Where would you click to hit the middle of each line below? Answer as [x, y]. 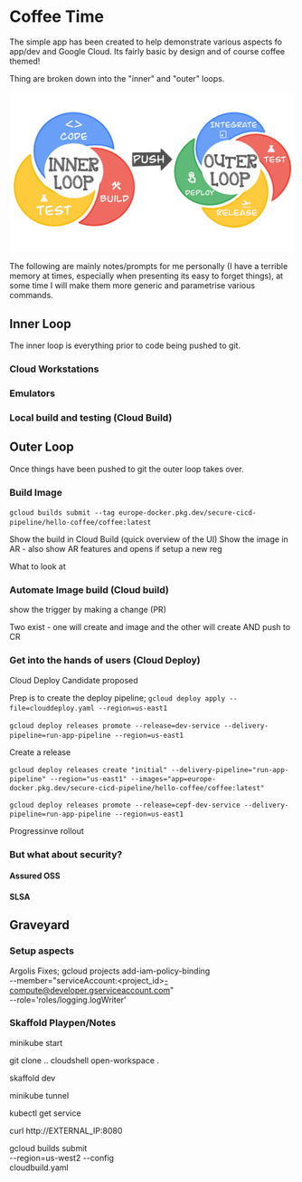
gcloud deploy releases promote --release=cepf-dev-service [125, 805]
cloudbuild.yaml [39, 1167]
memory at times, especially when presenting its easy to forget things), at [146, 276]
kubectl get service [45, 1113]
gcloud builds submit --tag [62, 513]
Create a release [40, 752]
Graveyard [40, 925]
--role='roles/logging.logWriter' [68, 1000]
